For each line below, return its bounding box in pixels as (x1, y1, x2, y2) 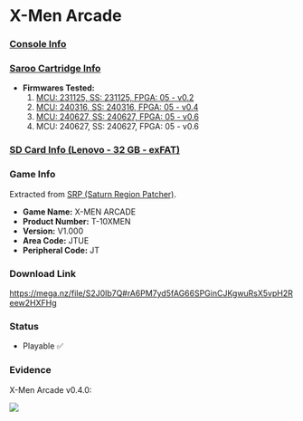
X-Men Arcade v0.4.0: (9, 384, 92, 395)
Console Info (9, 38, 67, 51)
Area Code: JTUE (22, 234, 90, 245)
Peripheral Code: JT (22, 244, 100, 255)
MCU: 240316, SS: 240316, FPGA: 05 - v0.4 (35, 101, 199, 113)
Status (9, 320, 39, 332)
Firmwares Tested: (22, 82, 95, 93)
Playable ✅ (22, 340, 64, 351)
